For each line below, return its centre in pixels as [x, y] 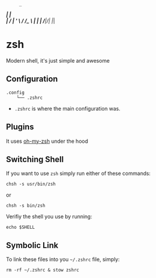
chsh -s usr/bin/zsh [31, 184]
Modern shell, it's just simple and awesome [58, 60]
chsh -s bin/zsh [26, 206]
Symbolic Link [32, 245]
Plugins [20, 127]
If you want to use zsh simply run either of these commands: [78, 173]
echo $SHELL [20, 227]
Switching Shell [35, 159]
